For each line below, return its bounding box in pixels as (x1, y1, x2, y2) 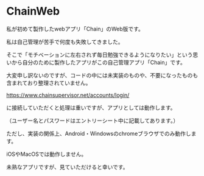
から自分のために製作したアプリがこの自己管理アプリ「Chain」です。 (11, 58, 186, 66)
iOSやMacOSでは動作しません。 (6, 150, 87, 158)
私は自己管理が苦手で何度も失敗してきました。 (6, 38, 124, 45)
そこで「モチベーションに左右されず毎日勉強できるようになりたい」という (6, 51, 193, 58)
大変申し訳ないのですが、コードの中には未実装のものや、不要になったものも (6, 71, 199, 79)
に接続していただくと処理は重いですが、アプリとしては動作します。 (6, 104, 176, 111)
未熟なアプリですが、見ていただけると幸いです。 (6, 163, 128, 171)
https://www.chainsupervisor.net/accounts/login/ (6, 91, 130, 99)
